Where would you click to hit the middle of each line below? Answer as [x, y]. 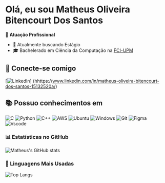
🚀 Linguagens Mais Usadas [40, 163]
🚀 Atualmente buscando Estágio [46, 44]
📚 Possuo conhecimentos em [54, 103]
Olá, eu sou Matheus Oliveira [68, 10]
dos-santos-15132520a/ [30, 86]
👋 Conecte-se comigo [41, 69]
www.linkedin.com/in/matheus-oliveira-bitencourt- [106, 81]
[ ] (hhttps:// [29, 81]
